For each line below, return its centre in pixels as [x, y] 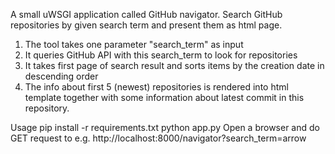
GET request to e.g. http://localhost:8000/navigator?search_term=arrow [158, 138]
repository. [47, 108]
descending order [61, 76]
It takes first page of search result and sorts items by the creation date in [174, 65]
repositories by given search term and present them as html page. [146, 25]
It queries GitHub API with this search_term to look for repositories [161, 55]
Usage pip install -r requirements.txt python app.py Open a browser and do [165, 127]
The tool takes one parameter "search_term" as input [134, 44]
